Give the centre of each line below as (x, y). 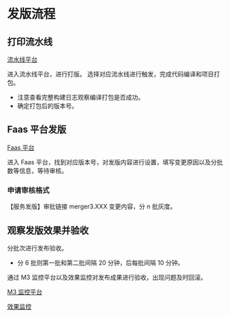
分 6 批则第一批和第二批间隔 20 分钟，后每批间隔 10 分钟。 (100, 263)
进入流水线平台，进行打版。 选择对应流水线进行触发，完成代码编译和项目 (111, 74)
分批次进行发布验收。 (37, 248)
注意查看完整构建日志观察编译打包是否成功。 (81, 97)
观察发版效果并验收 (48, 230)
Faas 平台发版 (37, 130)
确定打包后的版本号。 (47, 106)
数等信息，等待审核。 (37, 171)
